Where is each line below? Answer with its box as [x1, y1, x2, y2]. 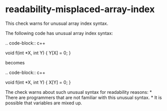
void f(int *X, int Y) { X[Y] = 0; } [5, 79, 71, 85]
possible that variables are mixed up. [5, 100, 82, 106]
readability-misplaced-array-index [5, 4, 155, 15]
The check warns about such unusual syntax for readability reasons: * [5, 89, 152, 95]
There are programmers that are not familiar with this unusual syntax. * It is [5, 94, 162, 100]
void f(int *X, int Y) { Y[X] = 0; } [5, 50, 71, 56]
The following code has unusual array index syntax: [5, 30, 113, 36]
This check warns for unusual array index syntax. [5, 20, 109, 26]
